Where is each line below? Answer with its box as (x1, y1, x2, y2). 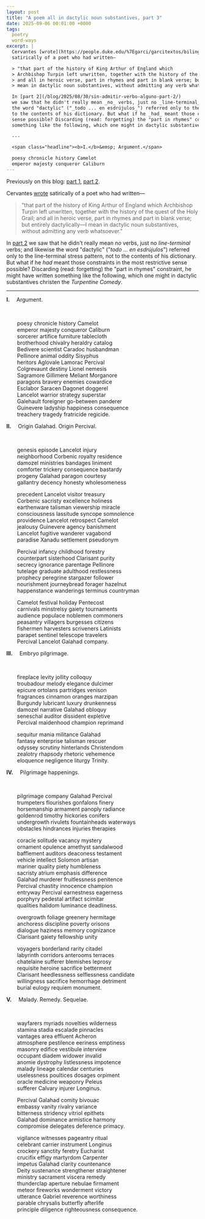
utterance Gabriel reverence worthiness (17, 1193, 117, 1200)
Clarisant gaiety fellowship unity (17, 933, 98, 940)
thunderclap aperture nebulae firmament (17, 1179, 120, 1187)
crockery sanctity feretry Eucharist (17, 1147, 105, 1154)
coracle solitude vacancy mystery (17, 837, 102, 844)
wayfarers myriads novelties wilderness (17, 1020, 117, 1027)
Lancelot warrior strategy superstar (17, 391, 106, 398)
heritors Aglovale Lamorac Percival (17, 359, 105, 366)
